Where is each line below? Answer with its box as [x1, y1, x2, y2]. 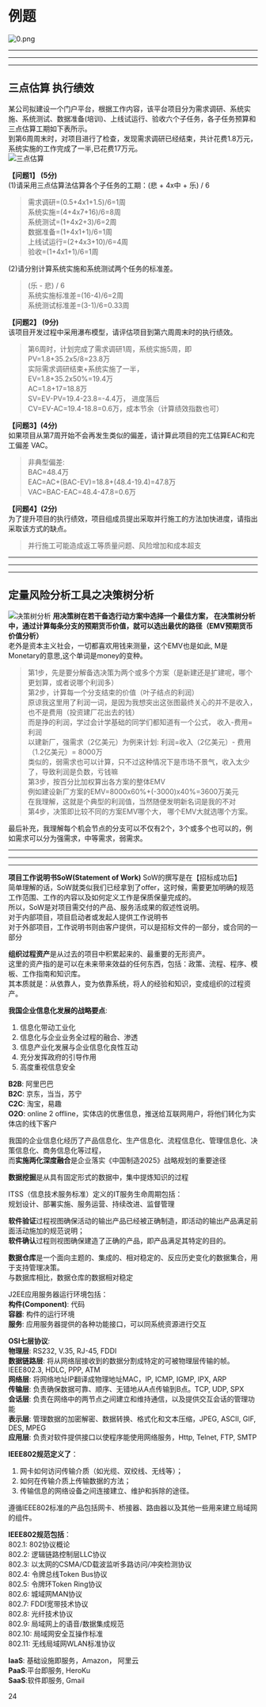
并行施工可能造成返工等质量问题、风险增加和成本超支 [27, 541, 202, 550]
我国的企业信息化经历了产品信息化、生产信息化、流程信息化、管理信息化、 [8, 1135, 251, 1145]
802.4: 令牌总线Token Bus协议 [8, 1569, 108, 1578]
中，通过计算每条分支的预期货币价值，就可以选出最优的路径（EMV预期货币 [8, 621, 253, 630]
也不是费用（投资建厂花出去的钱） [27, 707, 139, 717]
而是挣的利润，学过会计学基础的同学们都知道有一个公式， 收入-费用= [27, 717, 253, 726]
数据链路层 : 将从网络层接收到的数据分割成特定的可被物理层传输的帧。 [8, 1355, 234, 1366]
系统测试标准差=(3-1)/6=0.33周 [27, 300, 130, 310]
